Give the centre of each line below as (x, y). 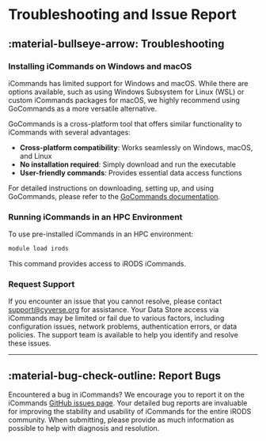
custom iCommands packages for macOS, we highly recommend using (124, 100)
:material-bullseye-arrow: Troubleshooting (116, 44)
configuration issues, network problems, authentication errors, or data (123, 326)
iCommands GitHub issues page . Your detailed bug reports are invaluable (128, 403)
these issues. (30, 343)
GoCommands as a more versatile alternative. (82, 108)
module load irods (38, 249)
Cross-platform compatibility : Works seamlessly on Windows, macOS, (136, 147)
